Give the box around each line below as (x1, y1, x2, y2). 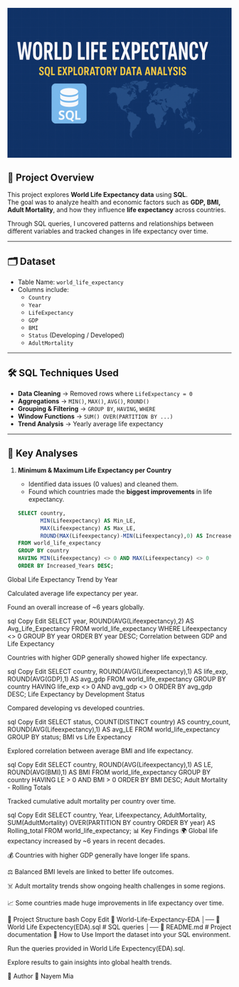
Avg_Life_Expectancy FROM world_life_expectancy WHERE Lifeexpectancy (7, 624, 228, 632)
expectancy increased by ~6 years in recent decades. (7, 836, 166, 845)
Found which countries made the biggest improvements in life (28, 487, 213, 496)
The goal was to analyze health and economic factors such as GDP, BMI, (7, 198, 221, 207)
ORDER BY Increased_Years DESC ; (17, 562, 114, 570)
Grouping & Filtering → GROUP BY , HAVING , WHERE (17, 405, 156, 413)
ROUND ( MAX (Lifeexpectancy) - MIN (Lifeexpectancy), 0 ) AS (40, 532, 203, 540)
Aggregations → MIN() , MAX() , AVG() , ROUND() (17, 397, 150, 405)
